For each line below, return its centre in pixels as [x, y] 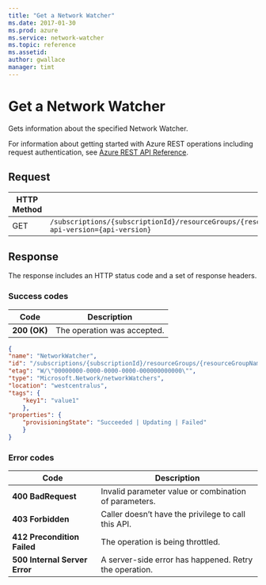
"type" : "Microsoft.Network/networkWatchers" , [86, 379]
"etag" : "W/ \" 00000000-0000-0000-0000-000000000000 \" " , [102, 371]
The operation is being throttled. [160, 542]
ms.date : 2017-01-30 [42, 23]
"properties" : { [35, 415]
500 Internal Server [50, 560]
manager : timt [32, 67]
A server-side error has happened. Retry [177, 560]
